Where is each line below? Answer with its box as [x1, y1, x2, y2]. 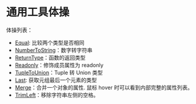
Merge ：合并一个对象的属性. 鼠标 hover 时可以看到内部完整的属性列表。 [14, 84, 193, 91]
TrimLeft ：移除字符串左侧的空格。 [14, 91, 99, 99]
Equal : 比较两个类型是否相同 [14, 39, 85, 46]
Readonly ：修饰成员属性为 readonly [14, 61, 104, 69]
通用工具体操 [6, 5, 70, 19]
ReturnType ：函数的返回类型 [14, 54, 86, 61]
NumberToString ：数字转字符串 [14, 46, 93, 54]
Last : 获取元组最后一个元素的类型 [14, 76, 97, 84]
